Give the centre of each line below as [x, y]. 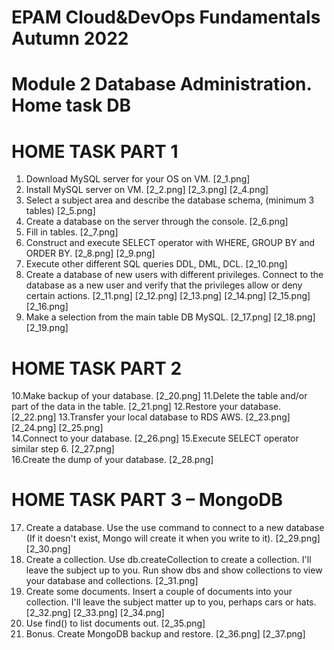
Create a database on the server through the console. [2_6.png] [157, 222]
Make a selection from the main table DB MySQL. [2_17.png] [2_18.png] [170, 317]
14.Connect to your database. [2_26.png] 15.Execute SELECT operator [155, 438]
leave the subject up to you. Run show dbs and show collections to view [174, 570]
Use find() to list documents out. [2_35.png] [115, 623]
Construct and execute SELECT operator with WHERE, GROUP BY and [170, 243]
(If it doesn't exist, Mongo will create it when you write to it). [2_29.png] [173, 538]
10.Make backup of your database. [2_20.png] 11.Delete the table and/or [159, 396]
